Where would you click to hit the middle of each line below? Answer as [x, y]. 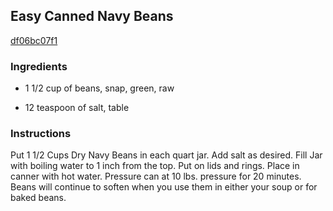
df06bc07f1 [34, 40]
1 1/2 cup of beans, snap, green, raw [99, 88]
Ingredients [39, 66]
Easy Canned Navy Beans [92, 16]
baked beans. [38, 198]
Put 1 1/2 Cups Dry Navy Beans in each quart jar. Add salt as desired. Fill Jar [166, 155]
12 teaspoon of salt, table [77, 108]
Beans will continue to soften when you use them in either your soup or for [164, 187]
